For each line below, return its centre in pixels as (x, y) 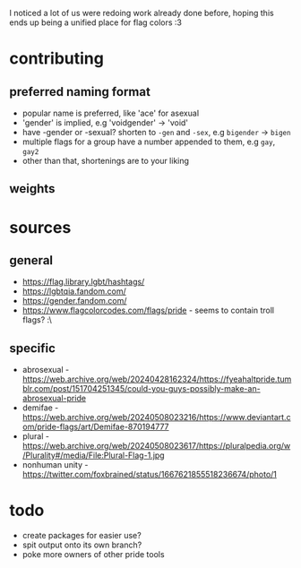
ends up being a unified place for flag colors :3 (95, 22)
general (31, 260)
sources (40, 227)
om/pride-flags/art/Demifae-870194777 (95, 427)
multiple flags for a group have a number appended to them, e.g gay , (149, 142)
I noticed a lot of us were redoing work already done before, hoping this (142, 13)
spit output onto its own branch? (82, 545)
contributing (57, 59)
